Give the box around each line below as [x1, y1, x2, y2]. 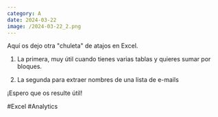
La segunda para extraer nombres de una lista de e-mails [16, 76, 180, 84]
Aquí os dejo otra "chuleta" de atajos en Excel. [7, 42, 138, 50]
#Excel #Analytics [7, 103, 58, 111]
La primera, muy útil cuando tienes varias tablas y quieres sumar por [16, 55, 211, 63]
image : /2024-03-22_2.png [7, 23, 81, 30]
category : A [7, 10, 41, 17]
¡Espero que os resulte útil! [7, 89, 83, 97]
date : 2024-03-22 [7, 17, 57, 23]
